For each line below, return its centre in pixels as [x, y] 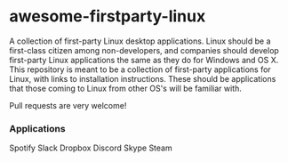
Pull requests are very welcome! [68, 105]
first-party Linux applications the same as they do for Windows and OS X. [144, 60]
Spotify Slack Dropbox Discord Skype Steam [91, 148]
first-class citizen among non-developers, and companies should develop [144, 50]
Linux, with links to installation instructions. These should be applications [143, 78]
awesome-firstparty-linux [108, 16]
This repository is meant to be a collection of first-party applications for [140, 69]
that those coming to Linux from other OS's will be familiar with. [125, 88]
